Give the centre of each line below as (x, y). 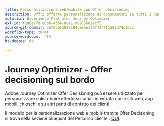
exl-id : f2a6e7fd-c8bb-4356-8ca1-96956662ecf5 (53, 23)
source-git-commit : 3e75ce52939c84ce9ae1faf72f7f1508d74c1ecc (70, 28)
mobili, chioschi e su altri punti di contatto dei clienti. (58, 104)
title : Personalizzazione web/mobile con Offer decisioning (68, 9)
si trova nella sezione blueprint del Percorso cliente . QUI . (63, 118)
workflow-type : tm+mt (27, 32)
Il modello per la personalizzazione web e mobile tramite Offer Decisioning (80, 113)
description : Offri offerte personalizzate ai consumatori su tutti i (78, 14)
